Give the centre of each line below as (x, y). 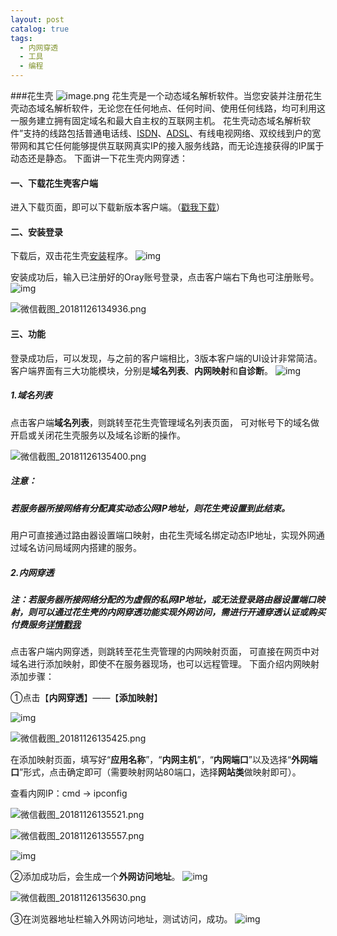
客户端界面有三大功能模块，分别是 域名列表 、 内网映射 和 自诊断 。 (141, 370)
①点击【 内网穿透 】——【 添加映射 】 (86, 698)
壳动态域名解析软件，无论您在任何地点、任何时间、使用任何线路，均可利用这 (168, 108)
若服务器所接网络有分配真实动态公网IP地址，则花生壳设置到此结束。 (150, 508)
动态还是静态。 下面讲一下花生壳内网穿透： (99, 158)
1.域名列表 (31, 395)
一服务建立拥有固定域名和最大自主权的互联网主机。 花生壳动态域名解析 (156, 120)
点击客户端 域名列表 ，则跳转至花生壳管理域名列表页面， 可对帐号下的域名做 (165, 422)
